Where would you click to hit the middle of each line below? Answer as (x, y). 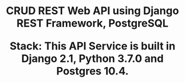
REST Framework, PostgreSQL (92, 23)
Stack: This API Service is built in (92, 46)
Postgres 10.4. (92, 71)
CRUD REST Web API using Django (92, 11)
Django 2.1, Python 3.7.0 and (92, 59)
